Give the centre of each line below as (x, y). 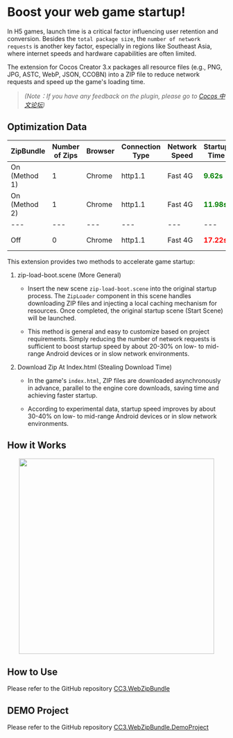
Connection (141, 147)
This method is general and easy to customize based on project (119, 331)
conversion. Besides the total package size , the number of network (104, 38)
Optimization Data (47, 127)
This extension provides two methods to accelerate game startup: (101, 261)
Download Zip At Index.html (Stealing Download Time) (94, 367)
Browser (101, 151)
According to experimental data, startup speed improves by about (122, 409)
